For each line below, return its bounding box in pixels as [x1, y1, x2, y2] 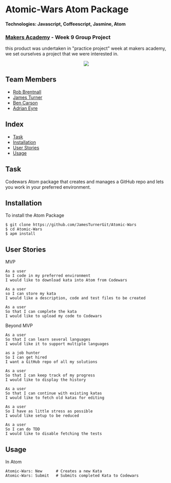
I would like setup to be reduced [5, 413, 80, 418]
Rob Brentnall [12, 89, 42, 95]
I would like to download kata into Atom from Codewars [5, 278, 127, 283]
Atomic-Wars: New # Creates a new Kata [5, 468, 102, 474]
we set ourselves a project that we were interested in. [5, 51, 119, 57]
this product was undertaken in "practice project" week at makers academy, [5, 45, 166, 52]
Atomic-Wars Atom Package [5, 4, 129, 15]
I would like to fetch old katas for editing [5, 395, 104, 400]
